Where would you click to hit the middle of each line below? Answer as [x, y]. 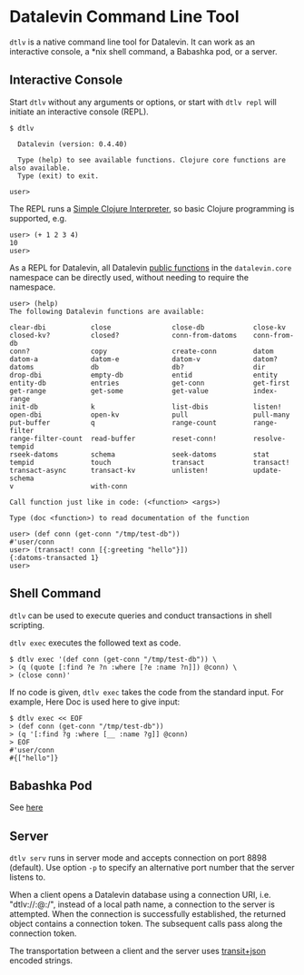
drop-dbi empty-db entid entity [144, 375]
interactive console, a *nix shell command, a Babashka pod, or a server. [143, 51]
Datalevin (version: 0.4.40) [73, 144]
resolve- [269, 438]
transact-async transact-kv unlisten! [109, 470]
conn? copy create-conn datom [142, 351]
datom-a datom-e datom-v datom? [144, 359]
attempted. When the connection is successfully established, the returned [147, 914]
